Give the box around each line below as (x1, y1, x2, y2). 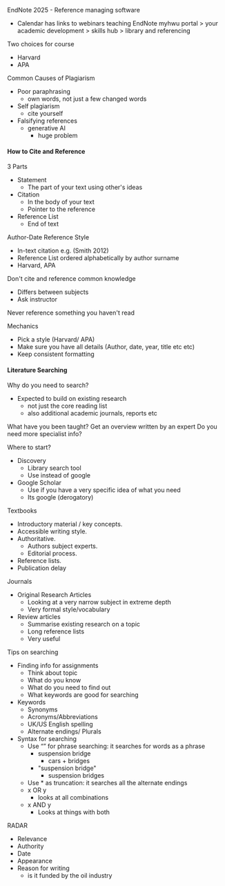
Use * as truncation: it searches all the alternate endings (27, 779, 188, 787)
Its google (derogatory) (27, 493, 94, 502)
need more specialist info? (7, 430, 82, 438)
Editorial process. (27, 549, 77, 558)
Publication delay (17, 564, 67, 572)
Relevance (17, 835, 48, 843)
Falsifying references (17, 117, 78, 125)
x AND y (27, 800, 52, 809)
